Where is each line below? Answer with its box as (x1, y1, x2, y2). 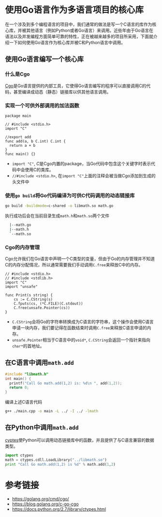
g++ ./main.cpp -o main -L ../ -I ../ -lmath (5, 409, 98, 414)
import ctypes (5, 453, 34, 458)
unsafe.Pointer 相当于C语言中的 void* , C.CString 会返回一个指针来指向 (12, 337, 151, 343)
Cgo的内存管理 (5, 244, 40, 251)
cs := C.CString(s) (14, 297, 53, 302)
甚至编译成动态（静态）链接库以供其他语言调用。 (13, 89, 111, 94)
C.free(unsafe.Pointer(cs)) (14, 306, 70, 311)
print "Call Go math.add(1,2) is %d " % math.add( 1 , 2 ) (5, 462, 116, 467)
